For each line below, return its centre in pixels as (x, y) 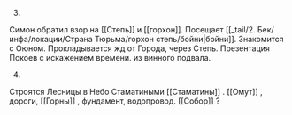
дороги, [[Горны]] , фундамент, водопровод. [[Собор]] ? (115, 101)
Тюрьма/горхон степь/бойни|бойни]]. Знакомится (189, 39)
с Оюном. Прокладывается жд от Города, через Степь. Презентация (139, 48)
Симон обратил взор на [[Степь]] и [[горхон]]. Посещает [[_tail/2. (132, 29)
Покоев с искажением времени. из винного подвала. (110, 57)
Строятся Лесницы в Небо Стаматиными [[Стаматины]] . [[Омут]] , (136, 92)
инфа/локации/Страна (51, 39)
